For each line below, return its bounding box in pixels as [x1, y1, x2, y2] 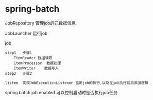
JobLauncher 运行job [5, 30, 48, 36]
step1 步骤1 [5, 50, 33, 55]
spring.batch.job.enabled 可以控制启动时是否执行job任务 [5, 89, 118, 95]
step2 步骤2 [5, 71, 33, 76]
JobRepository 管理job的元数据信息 [5, 20, 76, 26]
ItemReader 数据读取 [14, 55, 52, 60]
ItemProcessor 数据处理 [14, 61, 61, 66]
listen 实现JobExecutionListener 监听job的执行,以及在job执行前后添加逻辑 [5, 80, 149, 85]
